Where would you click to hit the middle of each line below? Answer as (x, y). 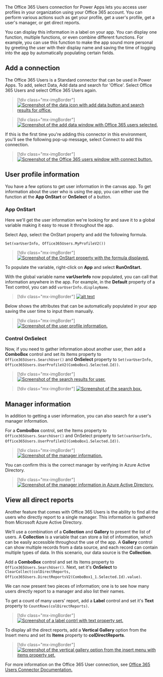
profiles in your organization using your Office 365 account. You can (74, 12)
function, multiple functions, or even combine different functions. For (74, 37)
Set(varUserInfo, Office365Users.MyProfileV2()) (55, 244)
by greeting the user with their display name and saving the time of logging (81, 48)
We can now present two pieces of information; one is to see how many (77, 586)
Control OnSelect (26, 338)
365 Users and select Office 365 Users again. (51, 90)
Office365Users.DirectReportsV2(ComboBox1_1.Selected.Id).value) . (73, 576)
